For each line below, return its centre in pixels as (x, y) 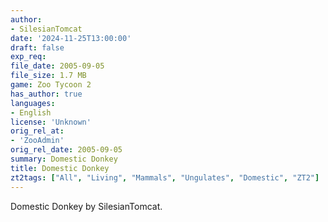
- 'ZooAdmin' (37, 141)
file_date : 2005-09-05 (57, 66)
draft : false (37, 47)
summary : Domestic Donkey (64, 159)
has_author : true (46, 94)
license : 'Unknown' (51, 122)
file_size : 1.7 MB (48, 76)
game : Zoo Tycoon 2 (51, 85)
